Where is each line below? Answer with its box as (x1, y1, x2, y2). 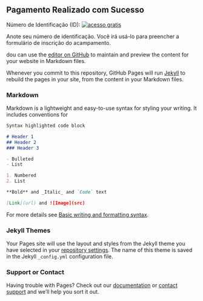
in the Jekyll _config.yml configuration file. (6, 253, 113, 260)
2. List (6, 178, 26, 184)
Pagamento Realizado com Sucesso (6, 5, 144, 15)
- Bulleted (6, 156, 34, 162)
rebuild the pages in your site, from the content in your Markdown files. (6, 75, 184, 83)
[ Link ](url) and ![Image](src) (6, 200, 85, 206)
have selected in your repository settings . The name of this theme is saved (6, 246, 193, 254)
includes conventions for (6, 111, 68, 118)
